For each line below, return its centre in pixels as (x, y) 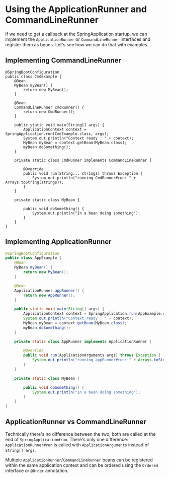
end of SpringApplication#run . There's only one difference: (67, 439)
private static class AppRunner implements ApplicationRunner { (83, 342)
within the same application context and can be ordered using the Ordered (82, 465)
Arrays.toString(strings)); (35, 182)
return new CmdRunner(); (49, 112)
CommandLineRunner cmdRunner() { (49, 107)
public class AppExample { (33, 258)
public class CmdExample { (33, 77)
